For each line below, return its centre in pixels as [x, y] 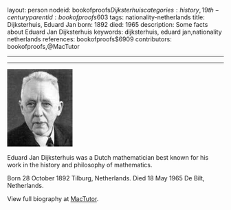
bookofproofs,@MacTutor [44, 46]
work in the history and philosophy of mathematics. [80, 165]
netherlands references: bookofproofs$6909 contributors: [89, 39]
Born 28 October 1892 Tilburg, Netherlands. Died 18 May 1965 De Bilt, [106, 178]
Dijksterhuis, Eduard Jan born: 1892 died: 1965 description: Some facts [108, 24]
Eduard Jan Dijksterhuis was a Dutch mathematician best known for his [108, 157]
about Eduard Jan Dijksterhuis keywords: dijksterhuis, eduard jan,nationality [114, 32]
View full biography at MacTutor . [53, 199]
